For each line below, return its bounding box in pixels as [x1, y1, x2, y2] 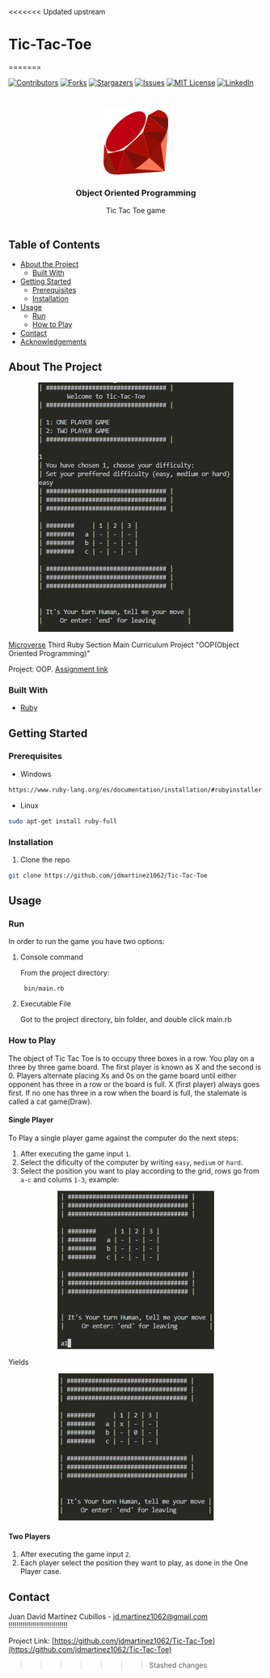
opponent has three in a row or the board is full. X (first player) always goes [8, 1079, 260, 1089]
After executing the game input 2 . [19, 1549, 132, 1560]
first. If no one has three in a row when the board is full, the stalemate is [8, 1088, 247, 1097]
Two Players [8, 1531, 51, 1541]
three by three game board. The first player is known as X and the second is [8, 1062, 261, 1071]
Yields [8, 1357, 30, 1367]
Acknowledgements [19, 337, 87, 347]
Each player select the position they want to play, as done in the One [19, 1558, 249, 1568]
